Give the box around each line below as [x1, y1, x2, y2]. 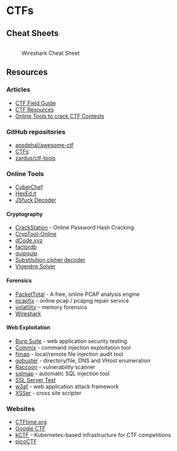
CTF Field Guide [15, 99, 56, 107]
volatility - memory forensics [15, 303, 88, 311]
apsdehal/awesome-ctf [15, 141, 74, 148]
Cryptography [6, 210, 43, 217]
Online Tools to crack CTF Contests [15, 112, 105, 120]
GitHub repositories [6, 128, 66, 136]
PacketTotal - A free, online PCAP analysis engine [15, 290, 140, 298]
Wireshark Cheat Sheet [21, 49, 80, 57]
